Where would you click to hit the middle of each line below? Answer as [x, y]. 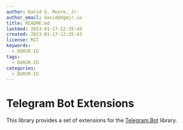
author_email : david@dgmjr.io [44, 18]
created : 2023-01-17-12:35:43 [44, 34]
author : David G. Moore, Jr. [43, 12]
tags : [13, 57]
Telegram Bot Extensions [70, 104]
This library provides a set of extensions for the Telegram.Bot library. [92, 120]
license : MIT [23, 40]
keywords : [19, 46]
